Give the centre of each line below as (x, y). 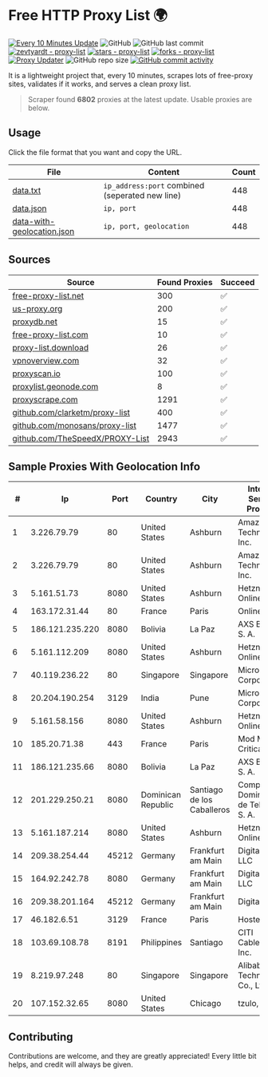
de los (201, 800)
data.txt (27, 190)
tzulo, (248, 1004)
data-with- (34, 221)
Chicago (206, 1004)
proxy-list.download (51, 347)
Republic (157, 805)
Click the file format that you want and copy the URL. (95, 152)
